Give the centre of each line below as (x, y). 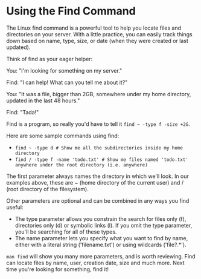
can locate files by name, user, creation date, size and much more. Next (96, 263)
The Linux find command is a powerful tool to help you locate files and (94, 28)
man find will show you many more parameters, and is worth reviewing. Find (101, 256)
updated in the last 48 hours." (43, 100)
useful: (15, 207)
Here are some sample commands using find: (63, 136)
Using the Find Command (71, 11)
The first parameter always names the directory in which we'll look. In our (97, 176)
